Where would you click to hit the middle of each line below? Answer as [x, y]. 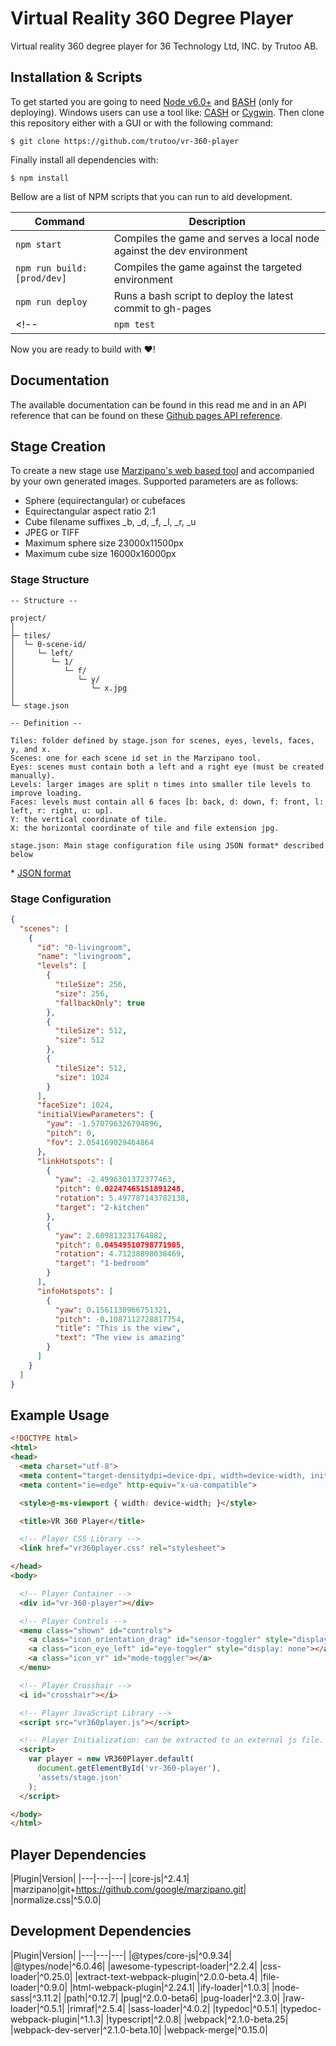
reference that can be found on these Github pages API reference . [146, 415]
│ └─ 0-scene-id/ [48, 644]
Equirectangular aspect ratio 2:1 [90, 511]
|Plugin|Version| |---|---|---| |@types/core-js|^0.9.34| [121, 1955]
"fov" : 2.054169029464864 [100, 1142]
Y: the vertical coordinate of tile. [89, 819]
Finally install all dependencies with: [84, 159]
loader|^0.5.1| [37, 2008]
